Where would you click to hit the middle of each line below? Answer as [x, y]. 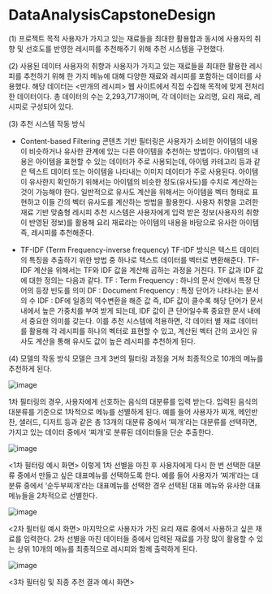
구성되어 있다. [52, 106]
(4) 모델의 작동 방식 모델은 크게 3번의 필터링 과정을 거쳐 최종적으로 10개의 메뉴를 [136, 358]
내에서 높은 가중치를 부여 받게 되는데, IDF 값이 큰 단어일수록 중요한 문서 [133, 310]
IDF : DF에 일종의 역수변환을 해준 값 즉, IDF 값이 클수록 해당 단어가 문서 [151, 300]
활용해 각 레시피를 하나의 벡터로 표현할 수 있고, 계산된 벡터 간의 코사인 [139, 331]
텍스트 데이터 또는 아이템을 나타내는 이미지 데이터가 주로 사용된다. [133, 171]
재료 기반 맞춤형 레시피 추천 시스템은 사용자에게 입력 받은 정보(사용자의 [132, 212]
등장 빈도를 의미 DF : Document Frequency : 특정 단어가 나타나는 [140, 290]
